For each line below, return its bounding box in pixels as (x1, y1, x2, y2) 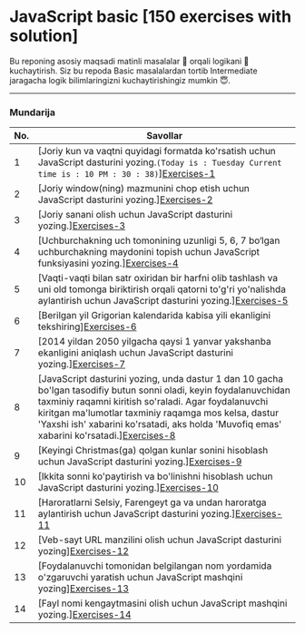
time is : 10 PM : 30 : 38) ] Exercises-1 (37, 168, 216, 180)
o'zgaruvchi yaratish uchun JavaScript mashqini (37, 571, 243, 584)
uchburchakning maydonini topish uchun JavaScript (37, 246, 261, 258)
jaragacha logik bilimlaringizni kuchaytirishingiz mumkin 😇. (9, 74, 231, 85)
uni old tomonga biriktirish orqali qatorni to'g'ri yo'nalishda (37, 283, 286, 296)
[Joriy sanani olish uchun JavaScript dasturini (37, 209, 233, 221)
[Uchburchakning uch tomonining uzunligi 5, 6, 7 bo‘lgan (37, 234, 280, 247)
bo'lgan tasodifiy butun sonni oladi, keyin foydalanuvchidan (37, 384, 290, 396)
